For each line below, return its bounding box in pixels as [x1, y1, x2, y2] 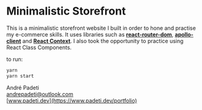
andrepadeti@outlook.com [6, 90, 73, 98]
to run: [6, 55, 23, 63]
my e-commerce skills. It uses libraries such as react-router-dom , [6, 30, 174, 38]
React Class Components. [6, 44, 72, 51]
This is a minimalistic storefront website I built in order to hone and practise [6, 24, 196, 32]
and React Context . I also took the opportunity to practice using [22, 37, 184, 44]
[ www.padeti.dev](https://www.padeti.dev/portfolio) [6, 97, 138, 104]
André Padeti [6, 84, 40, 91]
